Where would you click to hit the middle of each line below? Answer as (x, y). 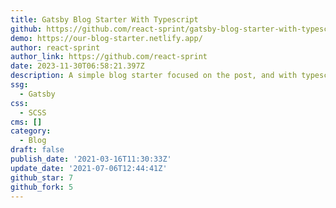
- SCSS (33, 112)
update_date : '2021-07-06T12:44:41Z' (89, 168)
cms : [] (26, 122)
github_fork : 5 (42, 187)
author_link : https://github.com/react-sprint (109, 57)
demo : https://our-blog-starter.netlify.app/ (106, 38)
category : (31, 131)
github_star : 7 (42, 177)
